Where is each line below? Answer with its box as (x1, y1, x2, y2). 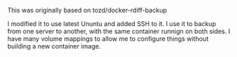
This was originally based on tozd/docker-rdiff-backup (7, 6, 167, 14)
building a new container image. (7, 42, 101, 50)
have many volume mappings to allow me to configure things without (7, 34, 209, 43)
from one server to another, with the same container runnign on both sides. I (7, 27, 231, 35)
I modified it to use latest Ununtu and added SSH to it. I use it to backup (7, 20, 216, 27)
